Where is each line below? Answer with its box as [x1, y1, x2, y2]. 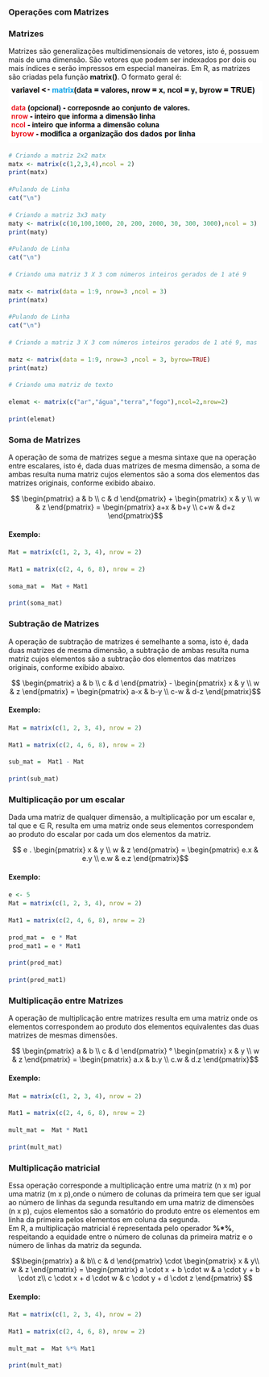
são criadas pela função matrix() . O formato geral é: [8, 72, 182, 82]
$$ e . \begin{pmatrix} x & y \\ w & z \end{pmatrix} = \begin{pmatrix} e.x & [11, 845, 259, 855]
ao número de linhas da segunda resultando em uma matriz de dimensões [8, 1198, 255, 1208]
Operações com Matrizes [8, 6, 110, 18]
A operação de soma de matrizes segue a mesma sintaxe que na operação [8, 452, 257, 462]
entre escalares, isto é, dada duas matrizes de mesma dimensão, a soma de [8, 461, 260, 471]
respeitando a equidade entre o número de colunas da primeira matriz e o [8, 1232, 254, 1242]
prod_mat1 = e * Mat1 [8, 942, 81, 950]
